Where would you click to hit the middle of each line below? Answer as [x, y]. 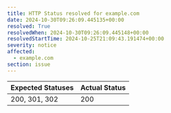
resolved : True [29, 26]
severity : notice [32, 45]
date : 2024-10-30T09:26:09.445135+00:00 [66, 20]
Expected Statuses [42, 88]
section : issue [29, 64]
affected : [21, 52]
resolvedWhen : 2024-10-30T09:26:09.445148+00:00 [78, 33]
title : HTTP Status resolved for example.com [73, 13]
